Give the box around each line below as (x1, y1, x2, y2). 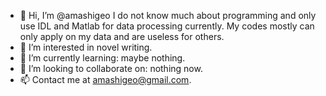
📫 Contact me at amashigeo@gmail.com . (19, 74, 192, 85)
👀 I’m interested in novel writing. (19, 41, 153, 53)
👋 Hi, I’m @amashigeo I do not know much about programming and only (19, 10, 317, 21)
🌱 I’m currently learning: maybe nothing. (19, 52, 186, 64)
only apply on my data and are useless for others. (19, 31, 225, 42)
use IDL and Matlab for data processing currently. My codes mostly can (19, 20, 315, 32)
